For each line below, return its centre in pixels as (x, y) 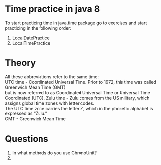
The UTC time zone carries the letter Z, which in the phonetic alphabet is (79, 108)
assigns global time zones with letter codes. (50, 103)
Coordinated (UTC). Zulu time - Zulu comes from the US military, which (77, 98)
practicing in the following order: (38, 28)
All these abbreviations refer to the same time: (52, 77)
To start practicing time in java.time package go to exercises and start (76, 23)
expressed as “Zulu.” (26, 113)
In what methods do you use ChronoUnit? (55, 153)
